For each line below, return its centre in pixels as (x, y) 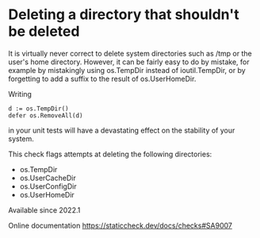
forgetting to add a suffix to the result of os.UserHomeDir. (102, 79)
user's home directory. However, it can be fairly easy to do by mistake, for (129, 62)
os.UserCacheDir (48, 178)
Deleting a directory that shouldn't (124, 15)
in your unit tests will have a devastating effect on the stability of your (122, 130)
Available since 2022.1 (44, 210)
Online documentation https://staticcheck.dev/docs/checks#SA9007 (120, 225)
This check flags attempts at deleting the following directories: (110, 154)
